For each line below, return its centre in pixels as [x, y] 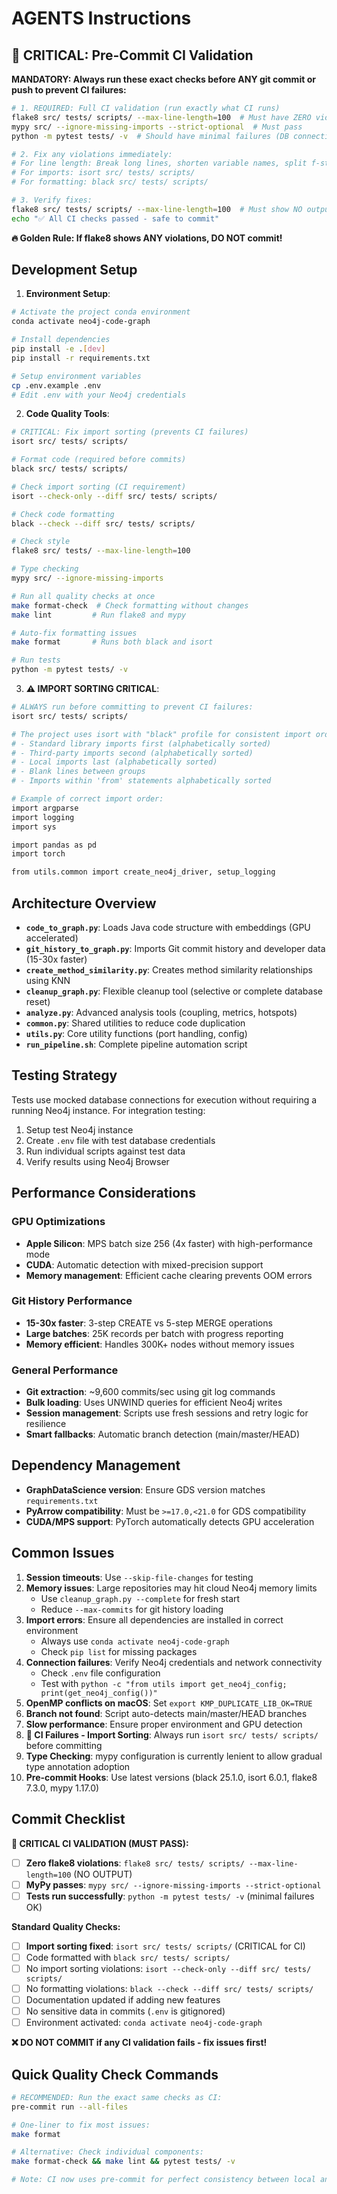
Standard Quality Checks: [66, 1926]
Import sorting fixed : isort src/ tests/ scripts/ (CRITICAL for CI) [165, 1946]
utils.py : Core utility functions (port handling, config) [136, 1033]
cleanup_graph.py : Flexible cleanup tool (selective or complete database [174, 991]
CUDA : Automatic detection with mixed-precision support [144, 1264]
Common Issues [63, 1553]
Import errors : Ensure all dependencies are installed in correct [154, 1619]
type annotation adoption [78, 1766]
